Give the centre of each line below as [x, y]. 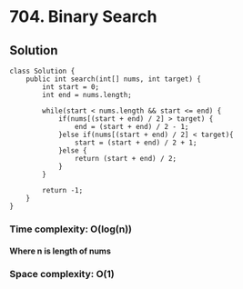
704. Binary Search [83, 17]
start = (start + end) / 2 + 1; [136, 143]
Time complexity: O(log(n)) [71, 229]
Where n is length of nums [60, 251]
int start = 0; [71, 87]
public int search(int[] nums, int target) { [114, 79]
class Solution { [42, 71]
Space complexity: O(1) [62, 274]
